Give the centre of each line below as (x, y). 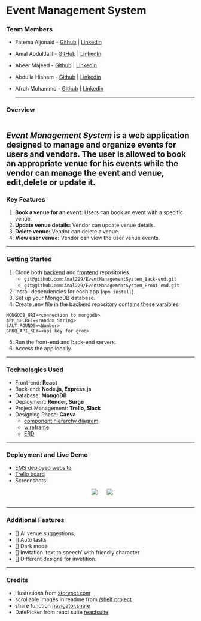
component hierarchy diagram (61, 421)
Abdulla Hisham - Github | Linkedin (58, 77)
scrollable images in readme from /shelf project (73, 599)
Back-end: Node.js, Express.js (53, 389)
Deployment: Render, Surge (49, 402)
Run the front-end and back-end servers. (66, 342)
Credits (17, 580)
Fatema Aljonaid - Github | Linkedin (58, 42)
